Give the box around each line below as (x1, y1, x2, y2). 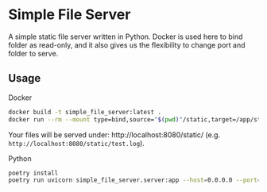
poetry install (8, 169, 59, 177)
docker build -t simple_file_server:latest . (8, 108, 161, 116)
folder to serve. (8, 48, 59, 58)
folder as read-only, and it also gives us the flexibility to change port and (8, 40, 246, 49)
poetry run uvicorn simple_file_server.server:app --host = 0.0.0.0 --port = (8, 176, 261, 184)
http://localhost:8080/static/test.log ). (8, 138, 145, 148)
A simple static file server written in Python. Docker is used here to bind (8, 32, 243, 41)
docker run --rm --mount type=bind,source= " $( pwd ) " (8, 115, 183, 124)
